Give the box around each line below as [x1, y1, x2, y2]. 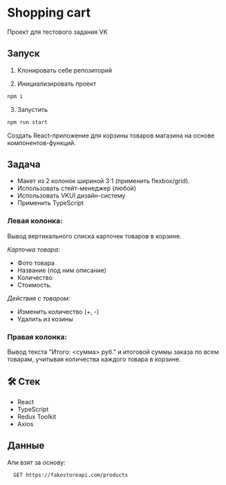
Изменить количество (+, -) [17, 307, 100, 316]
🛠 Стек [7, 376, 41, 388]
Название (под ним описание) [17, 266, 107, 274]
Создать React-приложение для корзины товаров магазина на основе [7, 131, 215, 140]
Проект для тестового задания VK [7, 28, 109, 36]
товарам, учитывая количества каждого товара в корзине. [7, 354, 181, 363]
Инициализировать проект [17, 79, 97, 88]
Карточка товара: [7, 245, 60, 254]
